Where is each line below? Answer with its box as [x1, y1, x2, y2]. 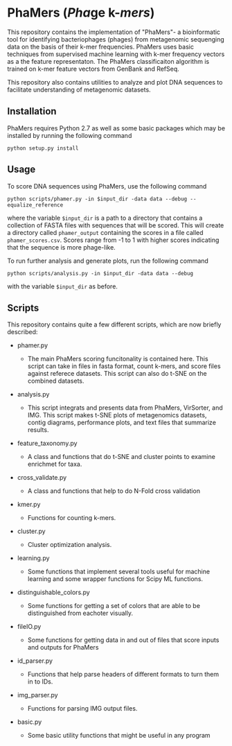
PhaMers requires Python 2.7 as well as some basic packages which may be [7, 123, 226, 132]
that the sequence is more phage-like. [7, 243, 116, 251]
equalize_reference [7, 201, 64, 209]
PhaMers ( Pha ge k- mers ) [7, 5, 155, 21]
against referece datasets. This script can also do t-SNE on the [27, 370, 207, 378]
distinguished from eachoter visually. [27, 609, 134, 618]
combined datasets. [27, 376, 84, 385]
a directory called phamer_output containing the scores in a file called [7, 228, 204, 236]
